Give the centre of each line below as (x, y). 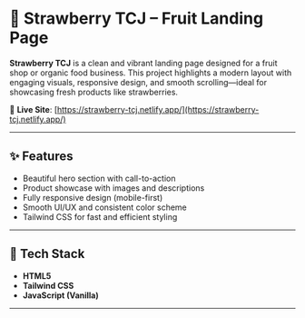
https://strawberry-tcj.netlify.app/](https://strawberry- (158, 109)
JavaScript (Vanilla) (61, 295)
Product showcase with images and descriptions (113, 188)
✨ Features (41, 157)
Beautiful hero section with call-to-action (99, 178)
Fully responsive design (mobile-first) (93, 197)
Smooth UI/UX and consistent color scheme (105, 207)
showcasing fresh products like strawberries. (94, 92)
